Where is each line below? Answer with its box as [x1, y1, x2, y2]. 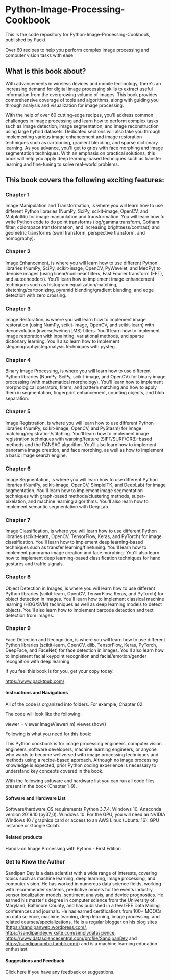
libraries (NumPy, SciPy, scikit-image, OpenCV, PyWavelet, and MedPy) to [5, 265, 161, 271]
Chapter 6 [5, 465, 31, 472]
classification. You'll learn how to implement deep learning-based [5, 539, 143, 545]
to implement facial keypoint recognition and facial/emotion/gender [5, 652, 147, 659]
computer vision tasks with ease [5, 52, 74, 58]
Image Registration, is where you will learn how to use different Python [5, 419, 154, 426]
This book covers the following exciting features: [5, 176, 164, 184]
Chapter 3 [5, 305, 31, 312]
